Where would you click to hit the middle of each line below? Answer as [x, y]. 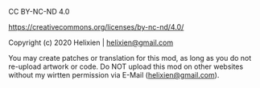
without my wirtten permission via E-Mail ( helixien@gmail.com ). [114, 75]
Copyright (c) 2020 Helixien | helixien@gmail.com [91, 42]
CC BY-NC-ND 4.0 [39, 12]
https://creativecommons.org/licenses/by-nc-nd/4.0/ [96, 27]
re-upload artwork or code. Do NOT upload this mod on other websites [126, 66]
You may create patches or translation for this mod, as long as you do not [130, 58]
